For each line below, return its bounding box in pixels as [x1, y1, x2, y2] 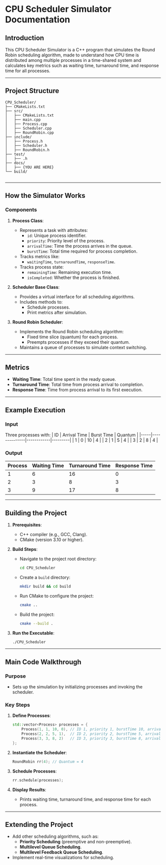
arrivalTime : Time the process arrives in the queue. [27, 243, 133, 249]
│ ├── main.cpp [5, 117, 41, 122]
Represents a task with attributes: [19, 227, 88, 233]
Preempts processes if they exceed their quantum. [27, 339, 130, 345]
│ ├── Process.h [5, 138, 43, 144]
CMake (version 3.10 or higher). [19, 537, 84, 543]
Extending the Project [5, 820, 73, 829]
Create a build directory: [19, 574, 71, 580]
